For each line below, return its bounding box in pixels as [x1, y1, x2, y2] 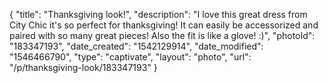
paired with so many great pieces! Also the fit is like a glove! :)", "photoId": [9, 30, 316, 41]
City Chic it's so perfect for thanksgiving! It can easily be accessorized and [9, 19, 319, 31]
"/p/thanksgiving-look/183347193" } [9, 62, 158, 73]
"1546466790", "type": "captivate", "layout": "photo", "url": [9, 51, 252, 63]
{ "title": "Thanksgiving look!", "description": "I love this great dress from [9, 9, 308, 20]
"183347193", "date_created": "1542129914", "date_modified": [9, 40, 264, 52]
